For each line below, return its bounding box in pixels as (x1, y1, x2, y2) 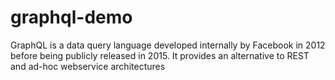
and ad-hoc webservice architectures (10, 60, 166, 72)
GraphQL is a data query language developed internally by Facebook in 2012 (10, 39, 326, 51)
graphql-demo (10, 6, 133, 29)
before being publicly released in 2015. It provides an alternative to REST (10, 49, 310, 61)
